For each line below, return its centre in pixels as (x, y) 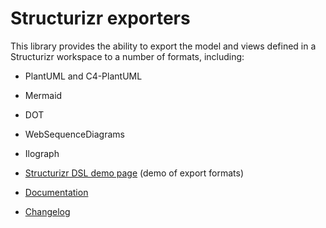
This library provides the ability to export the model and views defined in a (163, 46)
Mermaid (43, 95)
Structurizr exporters (100, 18)
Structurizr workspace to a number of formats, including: (127, 56)
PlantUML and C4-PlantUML (83, 76)
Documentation (56, 192)
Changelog (47, 211)
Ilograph (42, 153)
